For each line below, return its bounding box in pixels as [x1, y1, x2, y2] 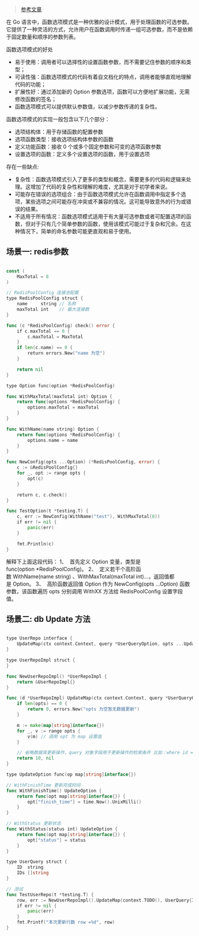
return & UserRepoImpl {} [17, 679, 76, 685]
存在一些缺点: [6, 163, 40, 170]
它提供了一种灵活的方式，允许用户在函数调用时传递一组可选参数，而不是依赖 [6, 26, 193, 33]
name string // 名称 [17, 301, 76, 307]
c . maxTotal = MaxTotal [27, 334, 84, 340]
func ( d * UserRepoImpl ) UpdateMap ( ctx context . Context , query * [6, 695, 168, 701]
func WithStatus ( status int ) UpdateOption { [6, 826, 118, 832]
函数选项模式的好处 [6, 46, 53, 53]
